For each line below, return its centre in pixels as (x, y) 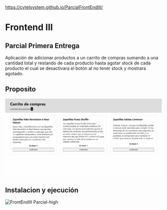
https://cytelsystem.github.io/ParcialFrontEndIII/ (54, 7)
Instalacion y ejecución (42, 190)
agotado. (14, 74)
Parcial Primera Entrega (42, 46)
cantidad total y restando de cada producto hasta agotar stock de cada (78, 63)
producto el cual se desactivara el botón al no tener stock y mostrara (76, 68)
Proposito (21, 89)
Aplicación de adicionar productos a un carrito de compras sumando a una (82, 58)
